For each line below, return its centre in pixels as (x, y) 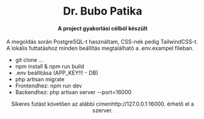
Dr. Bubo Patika (103, 11)
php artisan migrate (40, 80)
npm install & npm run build (49, 66)
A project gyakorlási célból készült (103, 28)
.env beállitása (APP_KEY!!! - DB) (57, 73)
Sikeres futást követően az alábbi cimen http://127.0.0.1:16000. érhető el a (103, 104)
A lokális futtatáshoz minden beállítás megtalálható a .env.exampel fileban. (100, 48)
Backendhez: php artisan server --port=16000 (73, 92)
